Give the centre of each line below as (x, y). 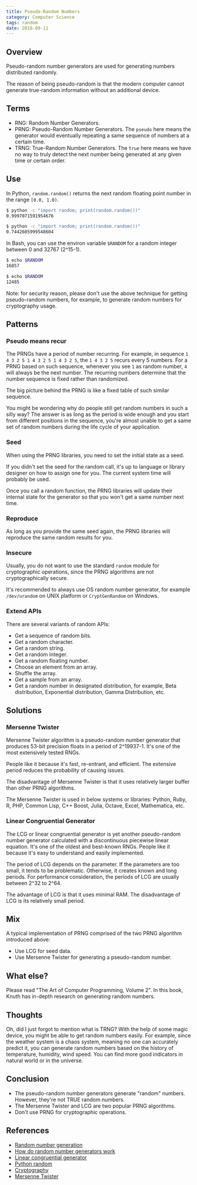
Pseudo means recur (36, 341)
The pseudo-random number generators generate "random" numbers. (100, 1093)
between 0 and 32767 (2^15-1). (44, 250)
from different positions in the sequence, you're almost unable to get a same (98, 421)
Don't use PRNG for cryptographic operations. (71, 1112)
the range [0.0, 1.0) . (32, 199)
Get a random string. (39, 648)
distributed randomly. (32, 73)
